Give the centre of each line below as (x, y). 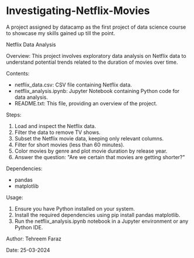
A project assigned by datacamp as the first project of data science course (96, 27)
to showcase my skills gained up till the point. (61, 33)
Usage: (15, 197)
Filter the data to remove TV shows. (58, 132)
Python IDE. (29, 227)
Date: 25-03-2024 (28, 250)
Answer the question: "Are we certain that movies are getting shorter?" (100, 157)
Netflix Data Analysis (31, 44)
